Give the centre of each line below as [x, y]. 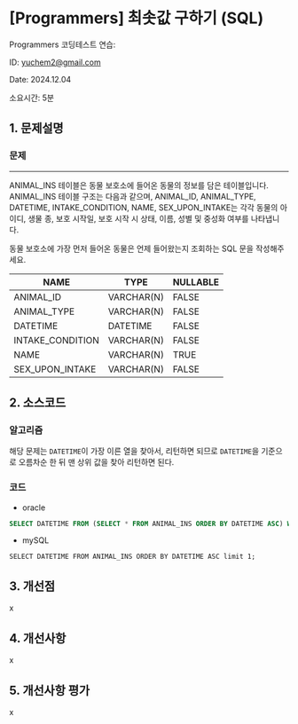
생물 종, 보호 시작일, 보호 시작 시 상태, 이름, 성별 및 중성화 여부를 [138, 218]
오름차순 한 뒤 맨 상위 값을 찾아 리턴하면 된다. [96, 462]
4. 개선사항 [38, 638]
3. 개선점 [32, 586]
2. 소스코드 [38, 403]
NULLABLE [196, 282]
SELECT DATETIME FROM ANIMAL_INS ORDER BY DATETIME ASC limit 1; [132, 557]
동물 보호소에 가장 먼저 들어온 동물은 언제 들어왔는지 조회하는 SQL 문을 [132, 248]
